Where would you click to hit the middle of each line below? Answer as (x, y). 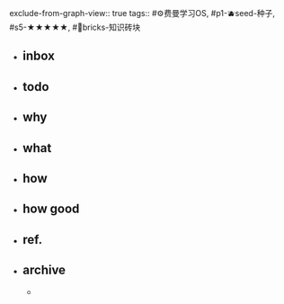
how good (51, 209)
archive (44, 270)
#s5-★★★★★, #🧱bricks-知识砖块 (75, 27)
